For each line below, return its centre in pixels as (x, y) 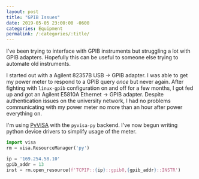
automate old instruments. (38, 64)
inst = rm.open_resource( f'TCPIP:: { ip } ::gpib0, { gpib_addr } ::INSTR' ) (94, 170)
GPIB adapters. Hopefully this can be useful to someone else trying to (92, 57)
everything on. (24, 114)
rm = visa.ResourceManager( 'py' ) (48, 148)
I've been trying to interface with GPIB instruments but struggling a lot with (98, 51)
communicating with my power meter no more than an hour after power (94, 107)
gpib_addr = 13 (25, 164)
